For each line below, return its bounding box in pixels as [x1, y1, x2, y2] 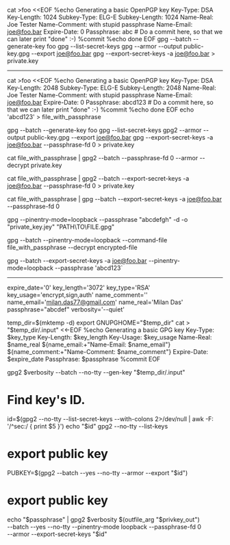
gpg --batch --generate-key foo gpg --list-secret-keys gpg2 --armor [7, 126, 202, 134]
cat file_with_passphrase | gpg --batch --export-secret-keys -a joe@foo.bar [7, 195, 222, 203]
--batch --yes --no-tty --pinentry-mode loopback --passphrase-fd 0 [7, 522, 202, 531]
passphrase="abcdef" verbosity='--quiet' [7, 305, 125, 314]
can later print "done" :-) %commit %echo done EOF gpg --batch [7, 35, 192, 43]
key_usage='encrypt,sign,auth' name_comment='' [7, 291, 149, 299]
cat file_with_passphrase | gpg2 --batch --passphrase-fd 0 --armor [7, 154, 199, 162]
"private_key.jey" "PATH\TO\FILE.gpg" [7, 223, 115, 231]
